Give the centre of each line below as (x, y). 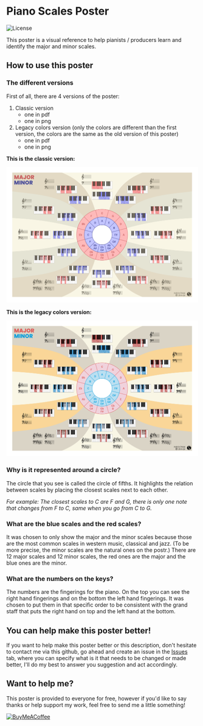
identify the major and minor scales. (51, 46)
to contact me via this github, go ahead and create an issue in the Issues (97, 652)
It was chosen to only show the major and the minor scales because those (99, 537)
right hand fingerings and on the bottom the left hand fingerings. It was (95, 599)
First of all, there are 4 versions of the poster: (63, 96)
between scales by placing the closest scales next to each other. (87, 490)
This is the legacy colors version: (49, 312)
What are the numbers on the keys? (60, 579)
